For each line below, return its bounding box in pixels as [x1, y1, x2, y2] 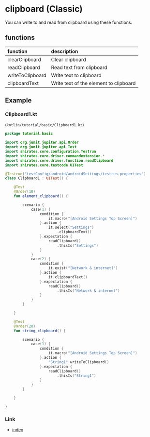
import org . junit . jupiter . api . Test [5, 145, 77, 150]
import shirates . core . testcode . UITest [5, 163, 83, 168]
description [51, 48, 78, 54]
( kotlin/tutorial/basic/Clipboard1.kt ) [5, 122, 84, 128]
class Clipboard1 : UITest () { [5, 176, 68, 181]
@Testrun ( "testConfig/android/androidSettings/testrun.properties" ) [5, 171, 146, 176]
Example [5, 96, 32, 105]
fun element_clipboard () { [14, 194, 68, 199]
